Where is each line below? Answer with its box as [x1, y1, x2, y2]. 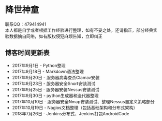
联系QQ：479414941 [5, 21, 46, 27]
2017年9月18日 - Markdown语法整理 [12, 68, 84, 74]
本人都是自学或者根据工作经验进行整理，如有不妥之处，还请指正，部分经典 [5, 27, 153, 33]
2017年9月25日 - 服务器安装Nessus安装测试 [12, 86, 100, 92]
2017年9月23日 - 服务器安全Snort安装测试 [12, 81, 96, 86]
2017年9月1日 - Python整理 [12, 62, 66, 68]
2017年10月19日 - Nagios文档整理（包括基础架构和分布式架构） [12, 105, 138, 110]
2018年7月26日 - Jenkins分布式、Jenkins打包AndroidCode [12, 110, 130, 116]
